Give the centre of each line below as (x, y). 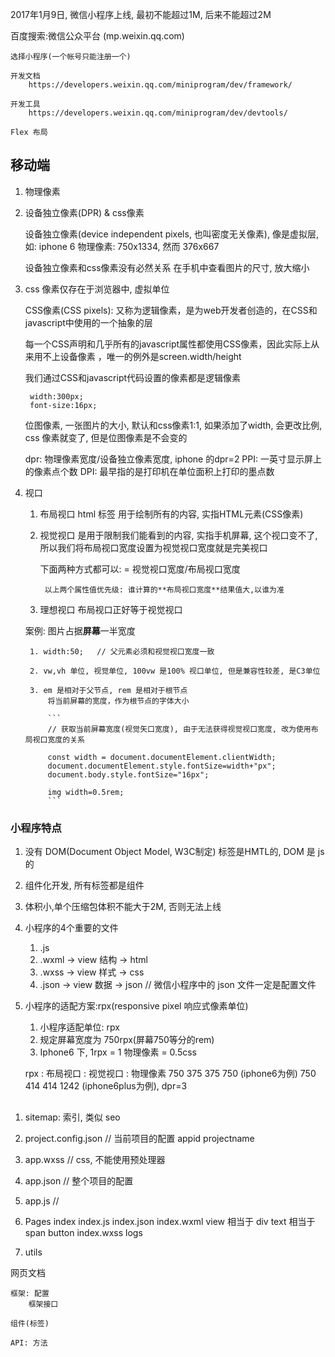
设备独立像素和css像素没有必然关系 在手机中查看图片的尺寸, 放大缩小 (167, 267)
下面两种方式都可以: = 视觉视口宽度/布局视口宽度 (140, 569)
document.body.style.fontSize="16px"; (128, 774)
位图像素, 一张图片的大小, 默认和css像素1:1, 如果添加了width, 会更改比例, (173, 425)
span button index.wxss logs (83, 1232)
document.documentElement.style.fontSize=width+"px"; (162, 766)
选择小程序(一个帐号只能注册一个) (71, 57)
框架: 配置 (30, 1293)
